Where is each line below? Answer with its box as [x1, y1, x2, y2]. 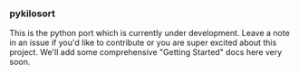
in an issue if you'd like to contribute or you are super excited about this [9, 37, 277, 48]
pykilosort [9, 7, 56, 20]
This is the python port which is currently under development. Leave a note [9, 28, 290, 39]
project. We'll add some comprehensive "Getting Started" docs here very [9, 47, 283, 58]
